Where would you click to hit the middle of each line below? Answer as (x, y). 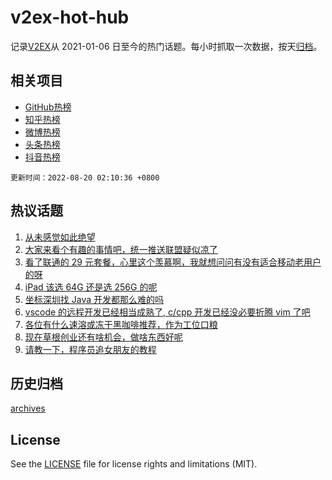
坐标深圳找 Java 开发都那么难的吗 (94, 299)
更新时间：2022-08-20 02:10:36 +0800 (85, 177)
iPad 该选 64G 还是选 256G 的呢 (91, 287)
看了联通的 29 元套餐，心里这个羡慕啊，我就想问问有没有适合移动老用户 (173, 262)
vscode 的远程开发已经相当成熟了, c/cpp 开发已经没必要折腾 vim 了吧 (167, 312)
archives (28, 408)
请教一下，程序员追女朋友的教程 (90, 349)
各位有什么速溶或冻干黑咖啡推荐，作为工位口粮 (121, 324)
